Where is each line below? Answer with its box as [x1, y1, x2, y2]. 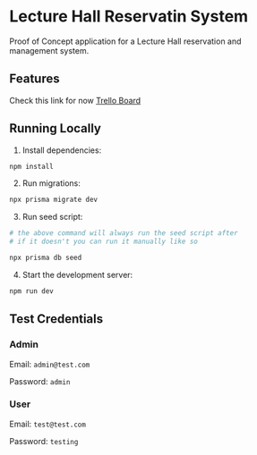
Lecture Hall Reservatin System [9, 6, 249, 27]
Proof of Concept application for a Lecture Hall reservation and [9, 36, 242, 46]
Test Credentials [9, 311, 104, 327]
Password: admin [9, 375, 71, 386]
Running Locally [9, 121, 101, 136]
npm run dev [9, 286, 54, 296]
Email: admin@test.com [9, 358, 90, 369]
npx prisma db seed [9, 253, 82, 263]
